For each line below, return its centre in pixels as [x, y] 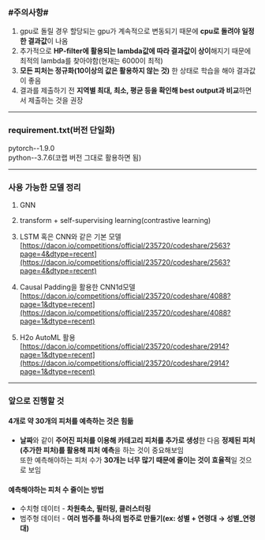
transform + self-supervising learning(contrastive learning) [115, 220]
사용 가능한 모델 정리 [45, 187]
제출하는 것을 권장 [56, 100]
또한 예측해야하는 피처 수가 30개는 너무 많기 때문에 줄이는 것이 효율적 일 [129, 460]
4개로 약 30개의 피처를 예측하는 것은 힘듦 [71, 421]
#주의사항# [28, 12]
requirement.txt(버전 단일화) [62, 130]
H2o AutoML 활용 [48, 337]
